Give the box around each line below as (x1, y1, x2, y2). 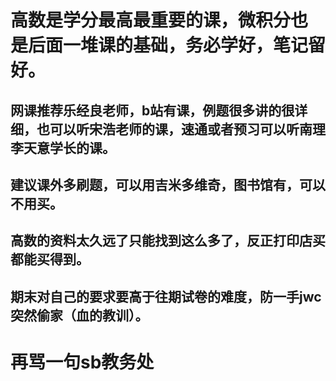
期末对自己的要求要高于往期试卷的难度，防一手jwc (10, 288, 322, 305)
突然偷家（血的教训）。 (10, 307, 149, 324)
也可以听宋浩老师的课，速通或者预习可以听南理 (36, 121, 326, 138)
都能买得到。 (10, 251, 90, 268)
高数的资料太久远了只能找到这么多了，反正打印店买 (10, 232, 326, 250)
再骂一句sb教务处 (10, 351, 155, 373)
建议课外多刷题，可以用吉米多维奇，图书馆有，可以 (10, 176, 326, 193)
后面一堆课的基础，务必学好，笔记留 (28, 34, 327, 57)
